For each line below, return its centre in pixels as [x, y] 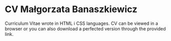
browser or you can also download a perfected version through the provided [85, 28]
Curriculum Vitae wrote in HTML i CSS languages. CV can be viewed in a [81, 23]
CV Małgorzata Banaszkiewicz [71, 9]
